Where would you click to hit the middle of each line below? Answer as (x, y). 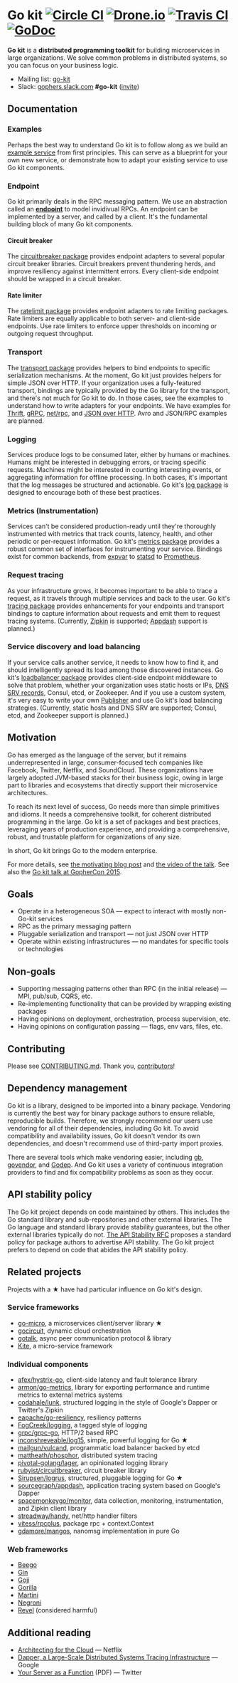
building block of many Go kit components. (70, 224)
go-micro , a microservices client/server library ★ (90, 1323)
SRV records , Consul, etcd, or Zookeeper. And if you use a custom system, (117, 692)
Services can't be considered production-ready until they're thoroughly (112, 526)
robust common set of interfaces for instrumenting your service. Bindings (115, 549)
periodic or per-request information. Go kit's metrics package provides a (114, 542)
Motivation (32, 738)
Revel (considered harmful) (58, 1610)
